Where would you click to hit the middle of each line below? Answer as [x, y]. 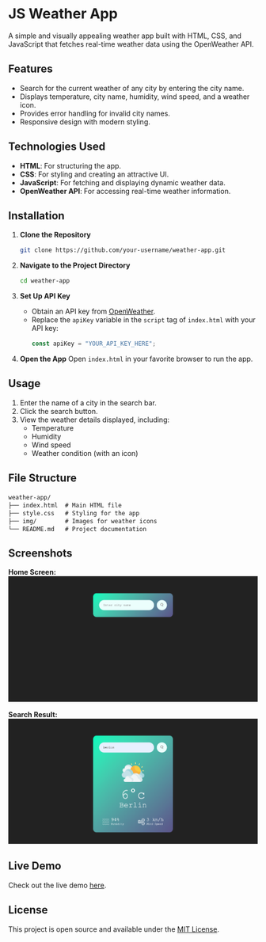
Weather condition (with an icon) [85, 453]
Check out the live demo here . [57, 885]
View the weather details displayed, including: [95, 420]
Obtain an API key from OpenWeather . [93, 311]
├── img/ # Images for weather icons [83, 521]
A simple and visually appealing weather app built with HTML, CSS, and [125, 36]
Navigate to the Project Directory [75, 265]
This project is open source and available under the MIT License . [114, 929]
